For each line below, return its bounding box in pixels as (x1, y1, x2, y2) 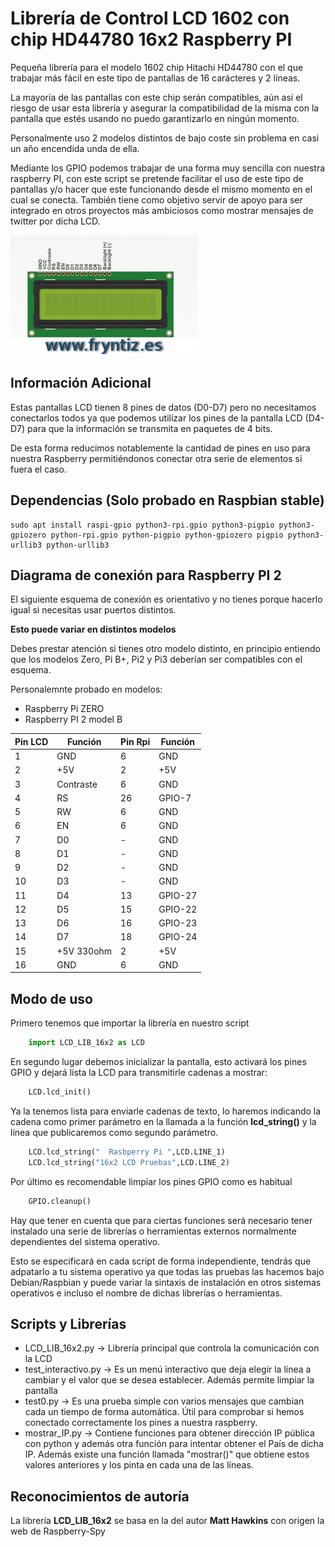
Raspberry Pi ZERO (24, 703, 105, 715)
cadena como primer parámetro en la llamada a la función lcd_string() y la (10, 1115, 317, 1127)
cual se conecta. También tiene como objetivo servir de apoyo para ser (10, 193, 303, 206)
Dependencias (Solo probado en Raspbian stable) (10, 492, 325, 509)
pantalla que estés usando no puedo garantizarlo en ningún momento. (10, 112, 300, 124)
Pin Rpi (120, 735, 151, 747)
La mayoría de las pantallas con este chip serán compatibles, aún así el (10, 91, 303, 103)
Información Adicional (10, 375, 152, 392)
